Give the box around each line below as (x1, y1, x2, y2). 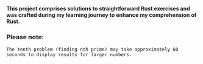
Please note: (6, 33, 45, 41)
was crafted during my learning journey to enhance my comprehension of (6, 11, 197, 18)
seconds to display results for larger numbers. (6, 51, 132, 57)
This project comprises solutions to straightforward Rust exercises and (6, 5, 190, 12)
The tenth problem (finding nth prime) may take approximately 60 (6, 46, 179, 53)
